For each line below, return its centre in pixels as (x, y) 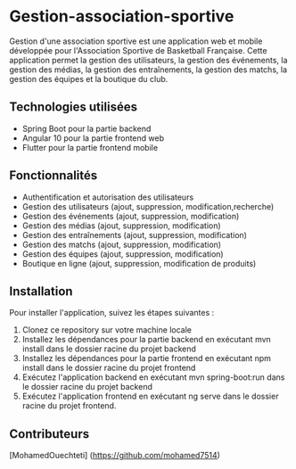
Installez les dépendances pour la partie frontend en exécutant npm (147, 358)
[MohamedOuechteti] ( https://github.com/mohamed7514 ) (115, 456)
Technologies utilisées (74, 107)
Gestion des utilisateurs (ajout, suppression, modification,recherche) (148, 206)
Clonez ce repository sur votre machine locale (107, 330)
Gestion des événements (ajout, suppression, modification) (131, 216)
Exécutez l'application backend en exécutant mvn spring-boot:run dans (153, 377)
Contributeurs (49, 434)
